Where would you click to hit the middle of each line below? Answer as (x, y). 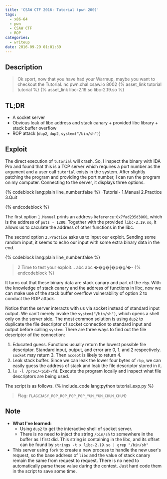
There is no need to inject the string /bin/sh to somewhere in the (86, 434)
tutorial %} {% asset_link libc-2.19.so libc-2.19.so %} (71, 90)
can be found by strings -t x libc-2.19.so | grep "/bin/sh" (84, 445)
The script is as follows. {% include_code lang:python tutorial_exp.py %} (80, 386)
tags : (11, 14)
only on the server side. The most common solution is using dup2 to (74, 319)
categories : (17, 38)
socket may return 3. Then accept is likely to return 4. (67, 355)
